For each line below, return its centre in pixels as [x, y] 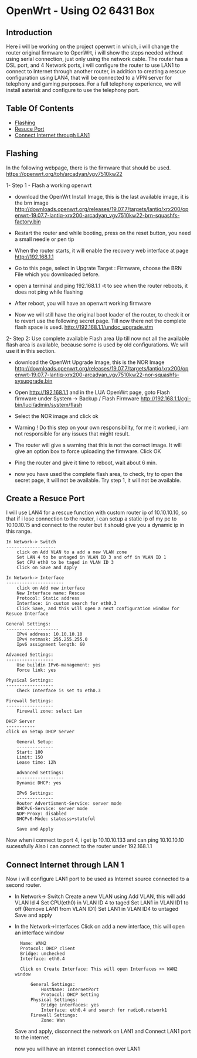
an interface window [39, 933]
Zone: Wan [53, 1020]
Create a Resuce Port [45, 499]
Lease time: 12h [37, 763]
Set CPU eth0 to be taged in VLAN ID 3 [65, 563]
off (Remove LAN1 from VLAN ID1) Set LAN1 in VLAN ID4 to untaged [96, 909]
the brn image [31, 203]
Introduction [29, 33]
